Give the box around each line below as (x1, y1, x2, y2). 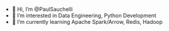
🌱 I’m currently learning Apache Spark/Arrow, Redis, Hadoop (11, 18, 163, 25)
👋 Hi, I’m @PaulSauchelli (11, 6, 73, 13)
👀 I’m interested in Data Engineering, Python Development (11, 12, 156, 19)
